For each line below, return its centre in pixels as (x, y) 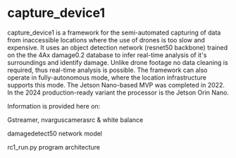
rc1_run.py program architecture (54, 147)
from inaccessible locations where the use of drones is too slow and (106, 39)
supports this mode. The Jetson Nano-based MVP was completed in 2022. (116, 85)
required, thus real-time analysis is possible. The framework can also (107, 70)
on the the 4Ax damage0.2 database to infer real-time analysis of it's (107, 55)
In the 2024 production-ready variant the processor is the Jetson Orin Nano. (118, 92)
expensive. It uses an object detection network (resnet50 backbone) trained (118, 47)
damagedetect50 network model (55, 133)
